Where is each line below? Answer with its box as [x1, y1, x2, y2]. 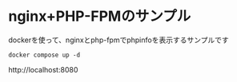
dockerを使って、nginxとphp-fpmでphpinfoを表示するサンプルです [8, 35, 230, 45]
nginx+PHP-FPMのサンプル [8, 7, 191, 25]
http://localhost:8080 [8, 64, 78, 74]
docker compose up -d [8, 51, 81, 59]
